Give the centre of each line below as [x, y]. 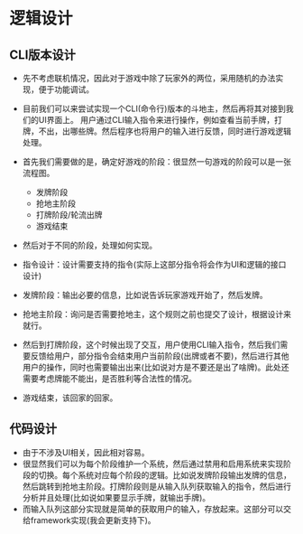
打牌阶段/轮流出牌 [69, 215]
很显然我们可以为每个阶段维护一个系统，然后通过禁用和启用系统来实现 [153, 464]
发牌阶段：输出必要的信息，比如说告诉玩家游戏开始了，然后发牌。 [145, 295]
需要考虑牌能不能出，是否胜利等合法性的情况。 [109, 379]
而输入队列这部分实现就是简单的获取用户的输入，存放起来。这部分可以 [153, 509]
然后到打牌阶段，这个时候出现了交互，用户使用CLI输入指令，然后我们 [151, 345]
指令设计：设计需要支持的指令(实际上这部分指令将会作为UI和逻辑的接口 [154, 264]
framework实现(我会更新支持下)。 [93, 520]
